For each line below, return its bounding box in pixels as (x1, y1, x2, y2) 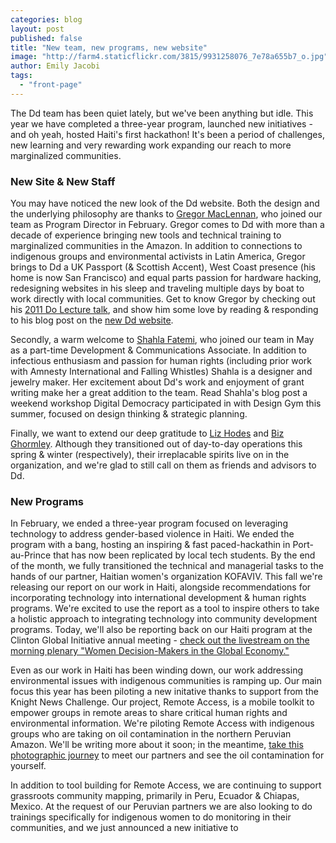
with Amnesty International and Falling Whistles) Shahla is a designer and (10, 366, 313, 378)
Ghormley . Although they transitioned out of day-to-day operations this (10, 438, 303, 450)
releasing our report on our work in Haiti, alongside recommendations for (10, 581, 312, 593)
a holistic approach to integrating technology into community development (10, 613, 318, 625)
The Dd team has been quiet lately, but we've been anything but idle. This (10, 107, 314, 119)
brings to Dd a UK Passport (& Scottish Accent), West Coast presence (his (10, 261, 316, 273)
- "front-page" (19, 80, 83, 90)
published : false (10, 33, 83, 43)
